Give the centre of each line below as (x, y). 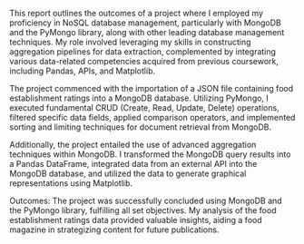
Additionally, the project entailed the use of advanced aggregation (133, 145)
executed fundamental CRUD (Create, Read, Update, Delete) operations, (144, 107)
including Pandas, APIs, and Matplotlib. (83, 71)
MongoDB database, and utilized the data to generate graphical (128, 173)
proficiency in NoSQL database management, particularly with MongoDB (145, 23)
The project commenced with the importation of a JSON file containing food (152, 88)
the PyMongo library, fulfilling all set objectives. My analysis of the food (143, 210)
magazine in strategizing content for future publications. (114, 229)
